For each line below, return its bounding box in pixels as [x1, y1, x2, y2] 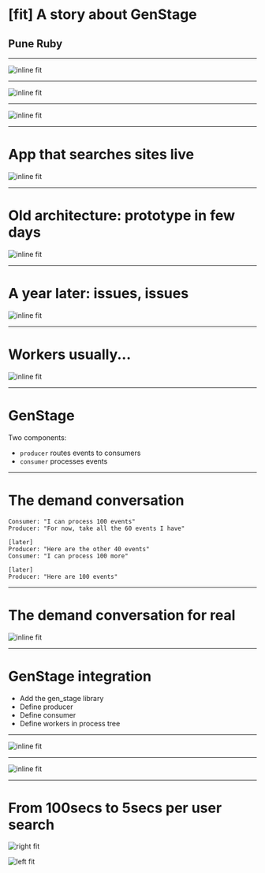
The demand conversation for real [8, 606, 236, 624]
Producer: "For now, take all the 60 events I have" [8, 524, 185, 532]
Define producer [19, 702, 73, 711]
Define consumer [19, 710, 77, 719]
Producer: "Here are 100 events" [8, 573, 118, 580]
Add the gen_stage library [19, 693, 104, 703]
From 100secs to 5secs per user [8, 799, 222, 817]
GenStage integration [8, 667, 152, 685]
